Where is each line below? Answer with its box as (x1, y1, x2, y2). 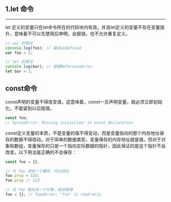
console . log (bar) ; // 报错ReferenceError (5, 64, 93, 69)
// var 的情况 (5, 40, 33, 46)
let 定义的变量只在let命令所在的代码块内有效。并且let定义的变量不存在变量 (5, 24, 160, 30)
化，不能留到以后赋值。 (5, 105, 54, 111)
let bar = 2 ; (5, 69, 33, 74)
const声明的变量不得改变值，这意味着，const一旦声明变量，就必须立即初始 (5, 98, 163, 105)
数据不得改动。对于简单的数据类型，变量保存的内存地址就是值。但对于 (14, 136, 161, 142)
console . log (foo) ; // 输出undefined (5, 45, 81, 50)
